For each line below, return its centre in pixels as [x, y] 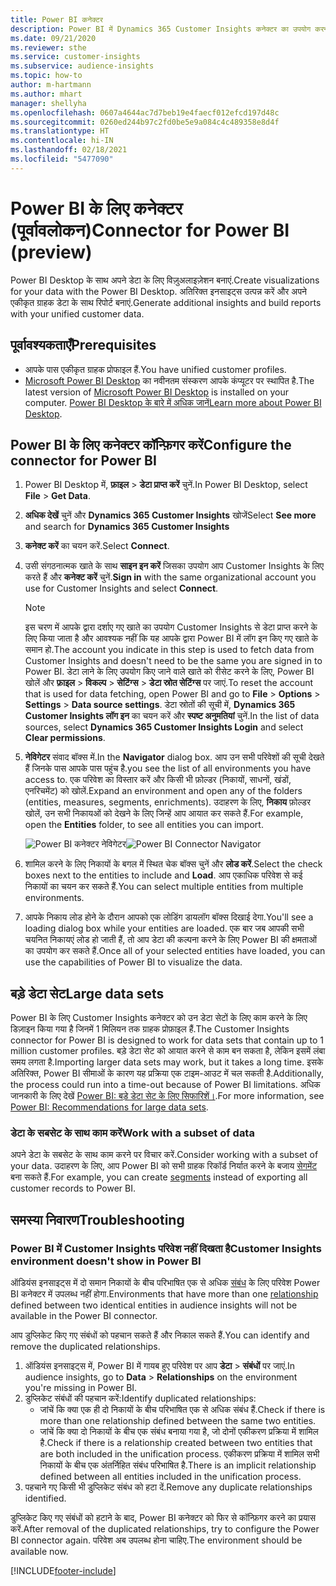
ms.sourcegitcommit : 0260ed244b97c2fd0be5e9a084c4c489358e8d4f [145, 122]
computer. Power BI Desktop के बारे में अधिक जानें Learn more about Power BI [173, 402]
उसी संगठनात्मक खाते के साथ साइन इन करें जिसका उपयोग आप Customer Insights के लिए [174, 566]
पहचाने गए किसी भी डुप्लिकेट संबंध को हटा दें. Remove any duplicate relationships [168, 1487]
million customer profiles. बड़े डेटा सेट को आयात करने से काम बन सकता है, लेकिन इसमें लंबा [168, 1051]
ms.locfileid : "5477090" [62, 159]
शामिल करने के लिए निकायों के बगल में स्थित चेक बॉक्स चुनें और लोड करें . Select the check [173, 864]
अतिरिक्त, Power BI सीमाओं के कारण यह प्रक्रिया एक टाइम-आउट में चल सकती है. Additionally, [167, 1073]
